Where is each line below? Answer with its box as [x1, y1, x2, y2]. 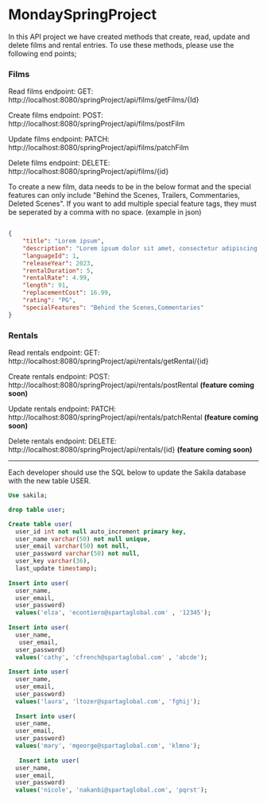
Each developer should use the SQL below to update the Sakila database [8, 467, 246, 478]
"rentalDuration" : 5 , [22, 266, 94, 275]
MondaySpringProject [8, 6, 157, 24]
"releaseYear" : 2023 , [22, 259, 94, 267]
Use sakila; [8, 491, 48, 500]
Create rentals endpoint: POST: [8, 372, 110, 382]
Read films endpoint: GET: [8, 87, 94, 96]
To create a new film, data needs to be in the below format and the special [8, 182, 252, 192]
